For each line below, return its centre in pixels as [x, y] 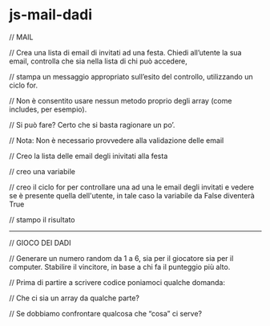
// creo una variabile [42, 171]
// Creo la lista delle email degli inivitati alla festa [89, 156]
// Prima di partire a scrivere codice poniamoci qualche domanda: [117, 282]
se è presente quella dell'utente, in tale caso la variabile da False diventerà [132, 195]
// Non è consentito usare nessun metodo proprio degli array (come [121, 100]
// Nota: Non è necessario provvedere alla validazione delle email [117, 140]
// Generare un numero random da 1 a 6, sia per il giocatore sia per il [121, 258]
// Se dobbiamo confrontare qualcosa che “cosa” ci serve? [106, 313]
